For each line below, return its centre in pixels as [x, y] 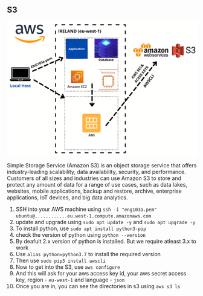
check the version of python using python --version [80, 234]
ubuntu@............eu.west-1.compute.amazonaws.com [83, 216]
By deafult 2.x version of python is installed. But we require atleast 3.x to [106, 241]
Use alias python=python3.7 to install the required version [88, 254]
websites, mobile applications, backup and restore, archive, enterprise [94, 191]
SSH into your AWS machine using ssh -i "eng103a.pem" [86, 209]
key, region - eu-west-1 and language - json [70, 280]
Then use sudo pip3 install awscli [61, 260]
